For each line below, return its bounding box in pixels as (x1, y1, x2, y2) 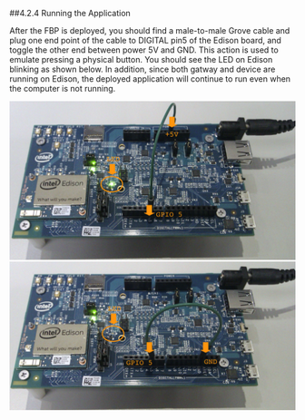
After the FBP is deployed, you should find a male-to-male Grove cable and (9, 25, 290, 35)
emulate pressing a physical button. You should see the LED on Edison (9, 54, 273, 64)
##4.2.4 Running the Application (9, 8, 132, 18)
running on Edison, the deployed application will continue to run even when (9, 73, 291, 84)
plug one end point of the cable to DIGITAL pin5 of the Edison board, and (9, 35, 281, 45)
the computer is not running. (9, 83, 116, 93)
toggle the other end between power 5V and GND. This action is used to (9, 44, 279, 55)
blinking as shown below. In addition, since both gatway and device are (9, 63, 276, 74)
